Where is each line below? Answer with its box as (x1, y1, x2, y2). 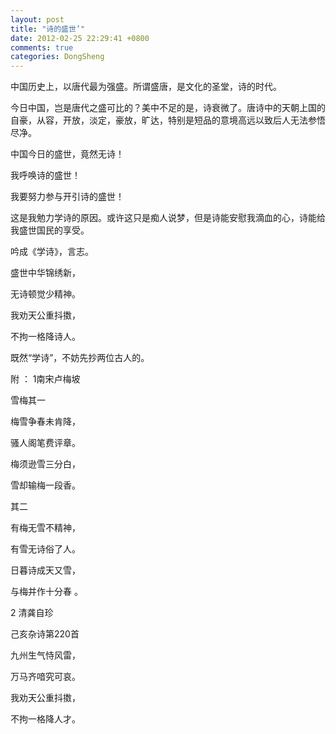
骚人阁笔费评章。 (10, 437, 81, 449)
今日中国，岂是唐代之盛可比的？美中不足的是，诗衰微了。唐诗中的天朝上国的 (10, 102, 326, 114)
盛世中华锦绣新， (10, 267, 81, 279)
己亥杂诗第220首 (10, 628, 80, 640)
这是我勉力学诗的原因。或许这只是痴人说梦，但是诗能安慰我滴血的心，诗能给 (10, 212, 326, 224)
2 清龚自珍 (10, 607, 54, 619)
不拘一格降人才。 (10, 713, 81, 725)
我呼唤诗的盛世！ (10, 169, 81, 181)
